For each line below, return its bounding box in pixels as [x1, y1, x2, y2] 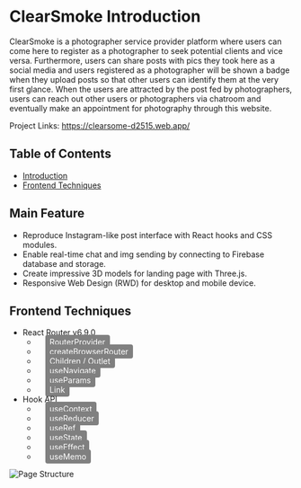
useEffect [49, 442, 85, 453]
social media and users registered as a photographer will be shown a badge [9, 65, 290, 75]
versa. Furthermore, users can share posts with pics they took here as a [9, 55, 276, 66]
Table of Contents [9, 146, 112, 162]
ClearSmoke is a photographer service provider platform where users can [9, 36, 282, 47]
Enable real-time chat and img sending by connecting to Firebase [22, 249, 265, 260]
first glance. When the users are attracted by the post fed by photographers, [9, 84, 293, 94]
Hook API [22, 394, 58, 405]
